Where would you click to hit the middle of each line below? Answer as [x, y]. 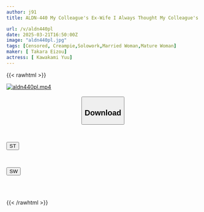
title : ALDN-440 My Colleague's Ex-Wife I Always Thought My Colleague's [103, 18]
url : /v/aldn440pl [30, 29]
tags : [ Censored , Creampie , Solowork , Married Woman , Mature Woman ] [91, 46]
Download [103, 113]
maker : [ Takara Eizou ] [37, 52]
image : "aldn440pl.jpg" [37, 41]
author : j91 [21, 12]
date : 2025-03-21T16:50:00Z [42, 34]
